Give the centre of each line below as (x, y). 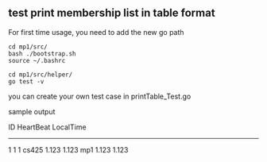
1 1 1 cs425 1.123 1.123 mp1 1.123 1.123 (68, 149)
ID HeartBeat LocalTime (47, 127)
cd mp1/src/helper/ (41, 75)
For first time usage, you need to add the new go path (96, 32)
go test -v (26, 81)
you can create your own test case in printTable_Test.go (100, 96)
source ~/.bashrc (37, 60)
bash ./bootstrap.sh (43, 54)
